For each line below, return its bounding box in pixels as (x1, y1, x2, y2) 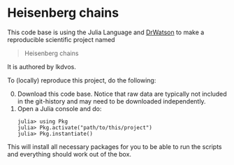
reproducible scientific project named (7, 35, 115, 43)
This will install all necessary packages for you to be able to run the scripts (7, 142, 222, 151)
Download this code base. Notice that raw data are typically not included (17, 89, 227, 98)
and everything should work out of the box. (7, 150, 131, 158)
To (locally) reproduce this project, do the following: (7, 76, 156, 85)
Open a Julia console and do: (17, 104, 102, 113)
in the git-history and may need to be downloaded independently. (17, 96, 206, 106)
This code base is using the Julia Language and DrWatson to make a (7, 28, 205, 36)
